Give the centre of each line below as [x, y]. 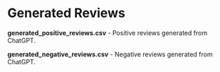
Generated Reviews [67, 13]
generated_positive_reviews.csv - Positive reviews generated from [108, 33]
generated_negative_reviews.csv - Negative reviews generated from [110, 54]
